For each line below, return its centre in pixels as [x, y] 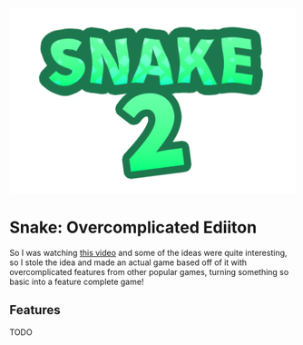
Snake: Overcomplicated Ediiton [133, 227]
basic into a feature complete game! [77, 281]
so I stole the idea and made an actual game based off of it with [128, 262]
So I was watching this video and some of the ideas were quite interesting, [148, 252]
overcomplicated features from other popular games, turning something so [149, 271]
